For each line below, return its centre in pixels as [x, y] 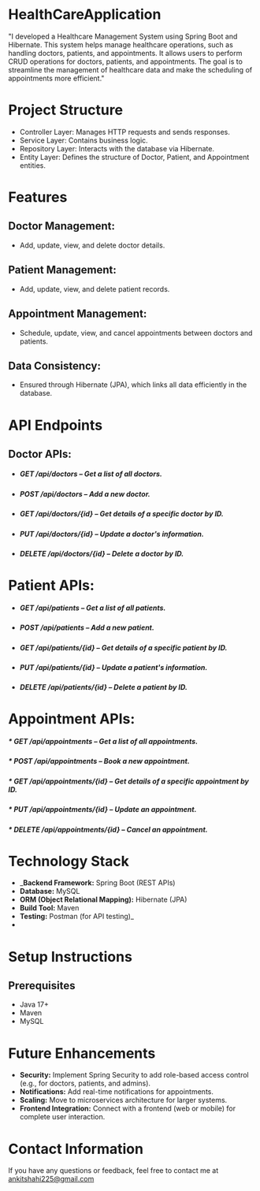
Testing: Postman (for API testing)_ [76, 917]
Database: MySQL [50, 891]
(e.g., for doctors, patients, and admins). [85, 1083]
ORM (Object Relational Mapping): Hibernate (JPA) [103, 899]
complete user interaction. [62, 1117]
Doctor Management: [62, 226]
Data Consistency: [54, 365]
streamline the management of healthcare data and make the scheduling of [130, 69]
